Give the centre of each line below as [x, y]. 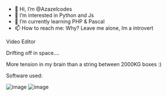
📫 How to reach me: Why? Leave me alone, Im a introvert [84, 28]
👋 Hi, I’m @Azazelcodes [43, 9]
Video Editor [21, 42]
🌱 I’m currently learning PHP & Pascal [60, 21]
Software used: [24, 76]
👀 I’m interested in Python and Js [54, 15]
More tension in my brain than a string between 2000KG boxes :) [84, 64]
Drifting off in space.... [33, 53]
